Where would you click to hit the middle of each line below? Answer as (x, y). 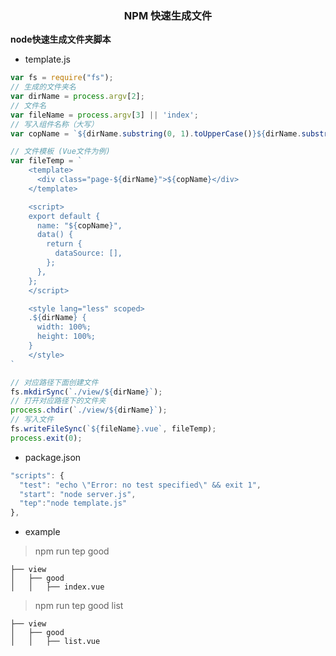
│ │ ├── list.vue (55, 642)
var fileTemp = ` (46, 161)
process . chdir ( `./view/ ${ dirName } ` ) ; (89, 410)
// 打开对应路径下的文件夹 (58, 401)
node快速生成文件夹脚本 (61, 39)
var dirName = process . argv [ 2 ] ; (77, 97)
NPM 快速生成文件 (168, 15)
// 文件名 (28, 105)
